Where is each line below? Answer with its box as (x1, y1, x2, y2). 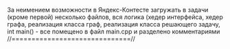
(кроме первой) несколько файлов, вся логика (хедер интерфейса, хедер (7, 13, 223, 21)
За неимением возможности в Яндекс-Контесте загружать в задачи (7, 6, 209, 14)
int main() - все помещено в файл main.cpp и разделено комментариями (7, 27, 220, 35)
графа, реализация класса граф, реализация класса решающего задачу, (7, 20, 221, 28)
